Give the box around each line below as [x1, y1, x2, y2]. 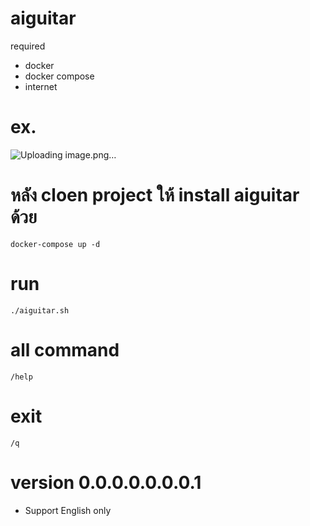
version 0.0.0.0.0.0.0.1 [10, 471, 202, 494]
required [10, 40, 46, 52]
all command [10, 338, 120, 361]
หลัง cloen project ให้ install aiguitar [10, 184, 300, 207]
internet [24, 80, 58, 92]
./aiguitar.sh [10, 305, 70, 316]
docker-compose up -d [10, 239, 101, 249]
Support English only [24, 504, 112, 516]
